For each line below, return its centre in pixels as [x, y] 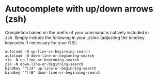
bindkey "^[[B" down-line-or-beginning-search [53, 73]
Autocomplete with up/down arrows [79, 9]
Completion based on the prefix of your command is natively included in [77, 32]
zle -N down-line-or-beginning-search [44, 64]
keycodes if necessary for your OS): [41, 42]
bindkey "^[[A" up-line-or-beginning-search [51, 68]
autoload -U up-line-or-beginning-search [47, 52]
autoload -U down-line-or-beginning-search [50, 56]
